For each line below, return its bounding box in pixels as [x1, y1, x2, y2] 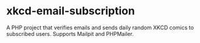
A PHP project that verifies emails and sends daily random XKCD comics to [6, 24, 195, 31]
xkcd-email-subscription [6, 4, 135, 18]
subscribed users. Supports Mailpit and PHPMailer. [6, 30, 134, 37]
